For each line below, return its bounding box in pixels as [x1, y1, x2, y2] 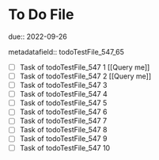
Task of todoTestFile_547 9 [19, 134, 108, 143]
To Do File [8, 6, 74, 24]
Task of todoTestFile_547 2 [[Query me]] [19, 71, 152, 81]
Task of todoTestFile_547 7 [19, 116, 108, 126]
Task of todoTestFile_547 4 [19, 90, 108, 99]
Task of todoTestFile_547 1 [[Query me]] [19, 62, 150, 72]
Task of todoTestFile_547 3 [19, 81, 108, 90]
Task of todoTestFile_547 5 [19, 98, 108, 108]
